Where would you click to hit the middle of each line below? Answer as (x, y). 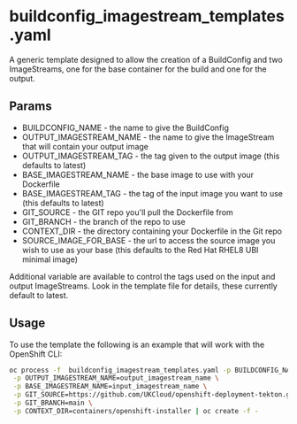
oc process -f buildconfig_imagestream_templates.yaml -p (120, 370)
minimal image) (49, 259)
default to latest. (39, 295)
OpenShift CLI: (36, 354)
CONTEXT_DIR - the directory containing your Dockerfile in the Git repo (152, 231)
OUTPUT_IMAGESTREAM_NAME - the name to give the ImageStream (148, 137)
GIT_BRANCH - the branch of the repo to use (103, 221)
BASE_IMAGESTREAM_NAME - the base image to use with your (138, 174)
